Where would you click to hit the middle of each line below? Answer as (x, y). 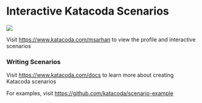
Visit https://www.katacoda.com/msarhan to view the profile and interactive (101, 39)
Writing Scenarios (33, 62)
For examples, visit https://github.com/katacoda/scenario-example (90, 93)
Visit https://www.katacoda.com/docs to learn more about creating (90, 75)
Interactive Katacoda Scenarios (88, 11)
